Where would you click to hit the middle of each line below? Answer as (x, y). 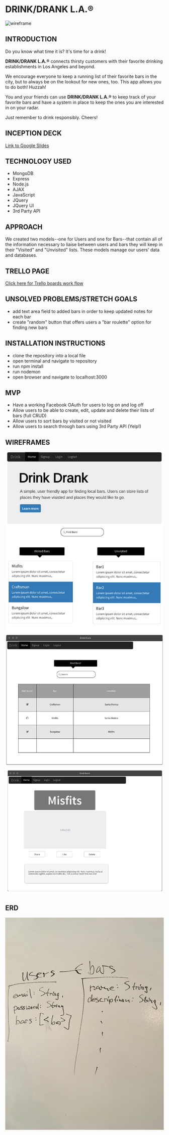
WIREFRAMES (28, 442)
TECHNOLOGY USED (38, 161)
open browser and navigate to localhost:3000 (60, 377)
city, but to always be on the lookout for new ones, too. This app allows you (83, 81)
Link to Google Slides (27, 146)
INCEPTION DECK (33, 133)
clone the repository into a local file (49, 355)
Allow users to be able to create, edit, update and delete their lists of (83, 410)
